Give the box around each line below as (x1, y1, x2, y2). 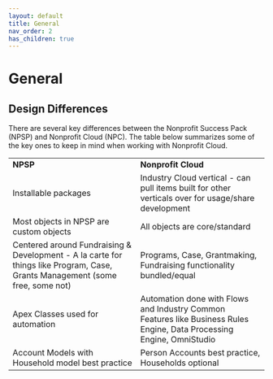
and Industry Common (140, 303, 226, 315)
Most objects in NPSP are (12, 216, 110, 228)
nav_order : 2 (8, 27, 53, 35)
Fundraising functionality (140, 259, 236, 271)
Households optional (140, 357, 219, 368)
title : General (8, 20, 60, 28)
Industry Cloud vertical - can (140, 172, 251, 184)
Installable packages (12, 188, 91, 199)
